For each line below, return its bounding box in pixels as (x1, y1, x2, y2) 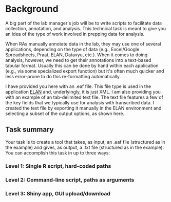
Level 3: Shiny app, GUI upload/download (5, 190, 110, 197)
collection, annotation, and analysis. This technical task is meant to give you (5, 25, 166, 31)
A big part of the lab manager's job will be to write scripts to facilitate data (5, 20, 162, 26)
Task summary (5, 125, 54, 134)
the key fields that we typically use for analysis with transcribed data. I (5, 99, 155, 105)
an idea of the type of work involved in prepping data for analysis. (5, 31, 145, 37)
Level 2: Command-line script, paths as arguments (5, 176, 135, 183)
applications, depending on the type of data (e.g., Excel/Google (5, 46, 140, 52)
